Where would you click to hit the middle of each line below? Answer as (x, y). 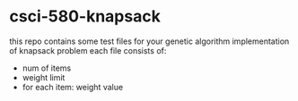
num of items (47, 68)
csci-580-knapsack (85, 17)
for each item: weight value (73, 87)
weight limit (44, 77)
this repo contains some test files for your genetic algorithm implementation (149, 41)
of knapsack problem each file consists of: (88, 50)
